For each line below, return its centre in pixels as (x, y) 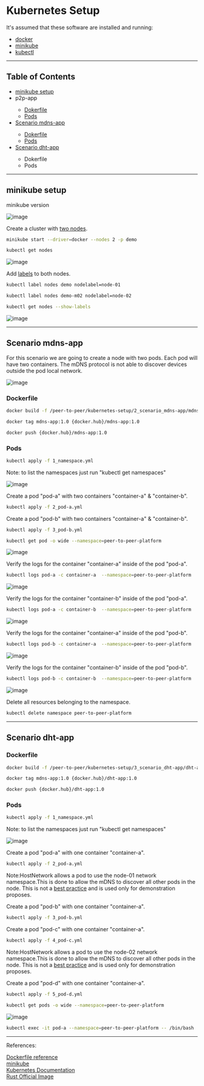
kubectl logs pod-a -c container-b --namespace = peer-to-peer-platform (99, 610)
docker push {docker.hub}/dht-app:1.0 (55, 790)
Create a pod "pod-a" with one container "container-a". (76, 853)
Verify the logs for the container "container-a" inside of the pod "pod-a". (97, 564)
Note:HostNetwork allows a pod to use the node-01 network (81, 875)
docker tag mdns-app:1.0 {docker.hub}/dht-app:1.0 (72, 779)
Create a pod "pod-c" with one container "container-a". (76, 929)
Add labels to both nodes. (39, 274)
